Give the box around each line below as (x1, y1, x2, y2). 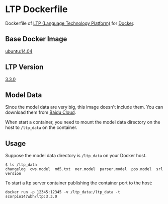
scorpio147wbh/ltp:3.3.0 (5, 194, 57, 199)
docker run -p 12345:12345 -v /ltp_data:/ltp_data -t (5, 190, 121, 195)
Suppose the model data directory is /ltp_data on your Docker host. (5, 153, 147, 159)
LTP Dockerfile (5, 4, 68, 15)
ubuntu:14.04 (5, 48, 33, 54)
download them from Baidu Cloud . (5, 109, 76, 115)
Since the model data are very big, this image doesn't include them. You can (5, 104, 163, 110)
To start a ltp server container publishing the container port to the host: (5, 180, 152, 186)
